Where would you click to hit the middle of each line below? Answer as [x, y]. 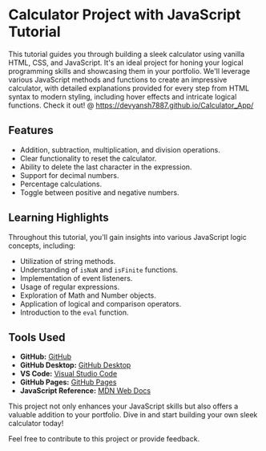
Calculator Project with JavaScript [125, 15]
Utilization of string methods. [68, 261]
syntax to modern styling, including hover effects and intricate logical [123, 96]
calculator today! [36, 424]
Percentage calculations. [61, 184]
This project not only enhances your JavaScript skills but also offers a [123, 406]
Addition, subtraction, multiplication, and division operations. [120, 149]
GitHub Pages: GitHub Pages [68, 382]
